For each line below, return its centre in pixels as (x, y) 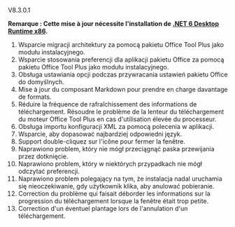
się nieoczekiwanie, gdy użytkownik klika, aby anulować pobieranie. (116, 186)
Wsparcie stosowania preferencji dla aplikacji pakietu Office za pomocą (121, 60)
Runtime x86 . (28, 31)
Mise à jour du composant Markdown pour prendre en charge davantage (123, 89)
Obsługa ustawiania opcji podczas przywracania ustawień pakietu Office (123, 74)
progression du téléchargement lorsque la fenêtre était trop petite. (113, 201)
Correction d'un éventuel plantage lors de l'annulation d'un (103, 208)
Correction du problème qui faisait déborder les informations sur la (114, 193)
